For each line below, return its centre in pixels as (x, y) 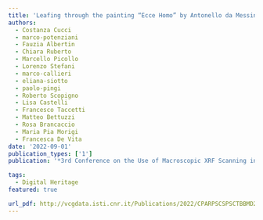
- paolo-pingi (38, 88)
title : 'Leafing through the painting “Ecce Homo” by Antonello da (121, 15)
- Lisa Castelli (41, 103)
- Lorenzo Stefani (45, 67)
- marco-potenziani (47, 37)
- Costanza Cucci (43, 30)
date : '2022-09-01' (40, 146)
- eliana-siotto (41, 81)
